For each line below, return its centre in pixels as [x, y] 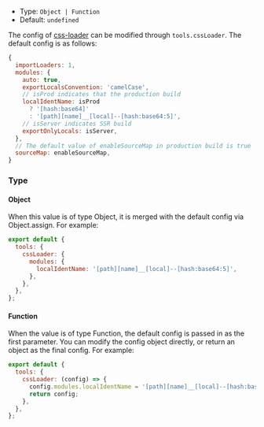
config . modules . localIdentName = [84, 386]
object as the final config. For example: [71, 351]
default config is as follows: [53, 43]
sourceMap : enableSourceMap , [63, 153]
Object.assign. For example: [53, 225]
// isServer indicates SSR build [77, 124]
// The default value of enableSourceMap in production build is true [133, 146]
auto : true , [42, 80]
